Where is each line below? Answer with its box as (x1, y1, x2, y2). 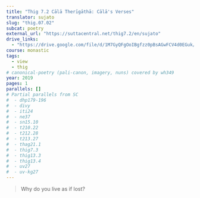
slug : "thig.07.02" (6, 20, 55, 26)
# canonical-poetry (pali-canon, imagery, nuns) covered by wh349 (6, 70, 174, 76)
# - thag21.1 (6, 141, 42, 147)
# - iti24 (6, 108, 33, 114)
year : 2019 (6, 75, 33, 81)
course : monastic (6, 48, 49, 54)
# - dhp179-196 (6, 97, 46, 103)
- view (11, 58, 28, 64)
